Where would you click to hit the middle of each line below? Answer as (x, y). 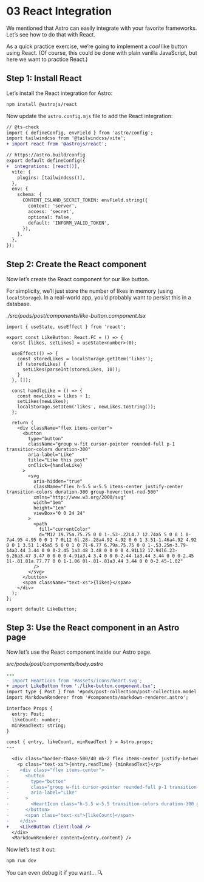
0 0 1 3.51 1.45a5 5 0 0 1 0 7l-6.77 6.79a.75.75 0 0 (76, 545)
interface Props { (29, 709)
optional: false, (50, 217)
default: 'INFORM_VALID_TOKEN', (69, 223)
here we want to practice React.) (47, 59)
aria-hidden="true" (58, 481)
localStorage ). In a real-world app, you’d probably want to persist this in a (99, 297)
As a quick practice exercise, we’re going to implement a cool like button (97, 46)
